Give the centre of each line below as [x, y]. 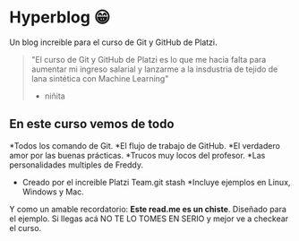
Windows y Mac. [53, 192]
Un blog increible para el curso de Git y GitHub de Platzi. [113, 42]
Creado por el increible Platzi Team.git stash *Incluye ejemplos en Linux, [156, 182]
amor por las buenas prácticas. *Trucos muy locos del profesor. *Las [137, 155]
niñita [55, 96]
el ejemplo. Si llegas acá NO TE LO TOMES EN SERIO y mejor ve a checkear [149, 219]
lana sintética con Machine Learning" [100, 78]
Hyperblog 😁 [60, 17]
